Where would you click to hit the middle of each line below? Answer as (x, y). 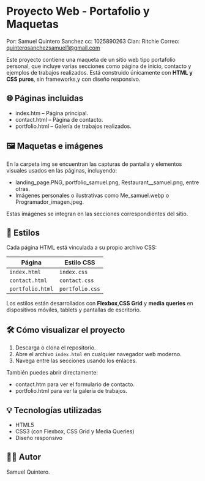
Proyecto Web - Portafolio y (78, 11)
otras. (23, 188)
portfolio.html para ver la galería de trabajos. (71, 391)
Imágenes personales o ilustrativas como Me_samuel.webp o (92, 195)
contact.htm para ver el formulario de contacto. (75, 384)
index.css (73, 272)
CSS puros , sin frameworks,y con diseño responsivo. (73, 79)
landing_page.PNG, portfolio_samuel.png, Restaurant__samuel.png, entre (107, 182)
